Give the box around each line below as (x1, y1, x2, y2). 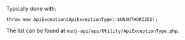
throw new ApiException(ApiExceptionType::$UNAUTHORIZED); (6, 17, 158, 23)
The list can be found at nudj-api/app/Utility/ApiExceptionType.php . (6, 27, 180, 34)
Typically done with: (6, 5, 56, 12)
